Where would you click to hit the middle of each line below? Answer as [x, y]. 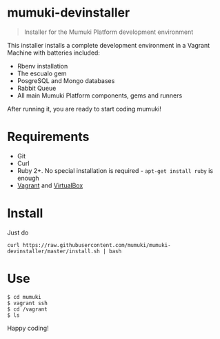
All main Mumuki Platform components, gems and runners [100, 95]
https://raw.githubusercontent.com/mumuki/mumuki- [97, 245]
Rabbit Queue [37, 88]
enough [28, 178]
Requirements [48, 137]
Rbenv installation [42, 66]
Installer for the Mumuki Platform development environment [109, 32]
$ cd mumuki [24, 297]
